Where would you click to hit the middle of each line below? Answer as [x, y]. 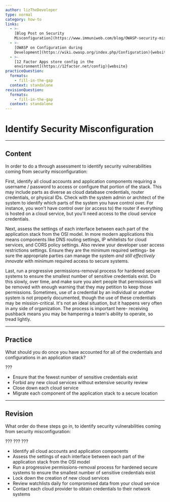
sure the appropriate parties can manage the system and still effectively [80, 256]
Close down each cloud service [46, 388]
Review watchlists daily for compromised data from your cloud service [86, 483]
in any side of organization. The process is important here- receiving [77, 308]
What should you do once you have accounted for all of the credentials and [84, 352]
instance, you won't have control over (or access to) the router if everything [84, 208]
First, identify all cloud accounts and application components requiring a [80, 181]
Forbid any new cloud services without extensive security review [80, 382]
